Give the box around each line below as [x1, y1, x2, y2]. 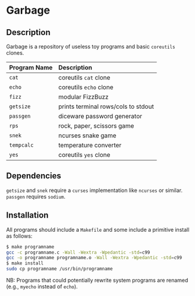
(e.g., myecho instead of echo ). [6, 283, 78, 290]
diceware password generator [58, 112, 143, 120]
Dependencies [6, 171, 61, 181]
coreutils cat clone [58, 74, 111, 81]
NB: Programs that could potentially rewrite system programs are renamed [6, 277, 188, 284]
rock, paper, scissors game [58, 122, 134, 130]
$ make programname [6, 244, 55, 250]
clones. [6, 49, 24, 56]
